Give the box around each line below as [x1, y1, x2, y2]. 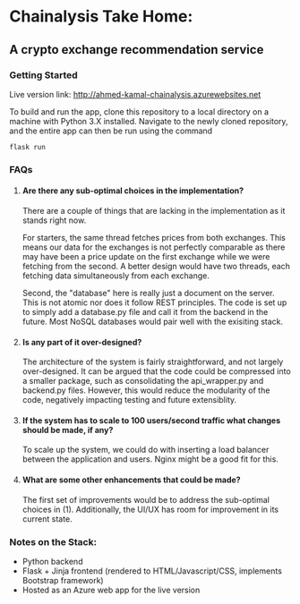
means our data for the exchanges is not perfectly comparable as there [21, 242, 286, 252]
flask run [9, 142, 47, 151]
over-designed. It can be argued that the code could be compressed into [21, 366, 291, 377]
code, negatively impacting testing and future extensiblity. [21, 395, 237, 405]
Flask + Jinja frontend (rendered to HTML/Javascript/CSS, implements [21, 566, 282, 576]
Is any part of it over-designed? [21, 336, 142, 347]
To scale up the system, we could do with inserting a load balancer [21, 445, 270, 455]
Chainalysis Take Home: [9, 6, 193, 27]
